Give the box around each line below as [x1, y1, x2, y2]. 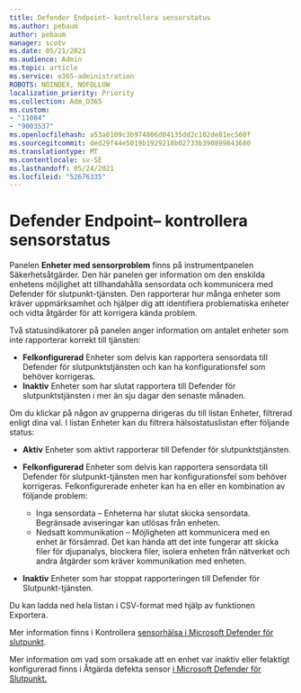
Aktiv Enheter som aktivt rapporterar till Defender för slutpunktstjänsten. [22, 445, 292, 455]
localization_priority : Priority [9, 88, 135, 97]
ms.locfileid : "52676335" [9, 172, 106, 181]
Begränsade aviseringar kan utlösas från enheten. [35, 517, 221, 528]
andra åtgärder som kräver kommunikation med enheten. [35, 555, 247, 567]
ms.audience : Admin [9, 55, 83, 64]
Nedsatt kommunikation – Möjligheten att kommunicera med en [35, 527, 270, 538]
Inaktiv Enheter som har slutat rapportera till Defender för [22, 381, 236, 391]
